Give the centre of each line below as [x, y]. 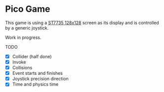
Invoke [19, 62]
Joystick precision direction [41, 79]
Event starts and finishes [37, 73]
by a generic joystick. [27, 28]
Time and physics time [35, 84]
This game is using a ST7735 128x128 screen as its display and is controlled [82, 23]
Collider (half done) [32, 56]
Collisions [22, 68]
